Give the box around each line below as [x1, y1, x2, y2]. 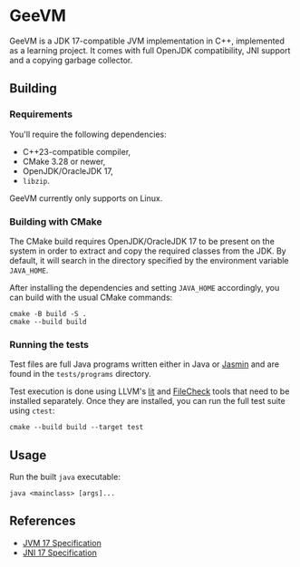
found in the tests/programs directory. [9, 369, 151, 380]
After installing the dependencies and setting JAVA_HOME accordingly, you [9, 282, 280, 293]
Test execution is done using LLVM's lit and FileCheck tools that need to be [9, 386, 290, 397]
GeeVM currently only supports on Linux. [9, 192, 163, 204]
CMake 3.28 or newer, [22, 156, 106, 167]
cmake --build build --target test [9, 423, 144, 432]
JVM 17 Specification [22, 537, 102, 548]
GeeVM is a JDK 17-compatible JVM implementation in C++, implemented [9, 35, 285, 46]
